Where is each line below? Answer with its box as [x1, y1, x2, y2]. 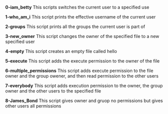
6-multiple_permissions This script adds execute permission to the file [5, 67, 153, 73]
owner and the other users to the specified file [5, 88, 102, 94]
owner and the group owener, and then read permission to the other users [5, 73, 159, 79]
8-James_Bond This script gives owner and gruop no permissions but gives [5, 97, 163, 103]
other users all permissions [5, 103, 61, 109]
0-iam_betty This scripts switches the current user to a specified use [5, 4, 149, 10]
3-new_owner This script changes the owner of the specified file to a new [5, 33, 159, 39]
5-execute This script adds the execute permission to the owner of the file [5, 58, 160, 64]
